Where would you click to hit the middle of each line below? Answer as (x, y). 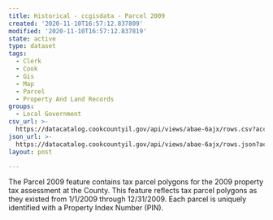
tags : (17, 54)
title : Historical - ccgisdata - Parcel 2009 (87, 16)
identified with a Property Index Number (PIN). (86, 208)
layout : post (30, 152)
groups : (22, 106)
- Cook (27, 69)
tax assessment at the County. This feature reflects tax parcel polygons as (133, 191)
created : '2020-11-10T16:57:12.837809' (76, 24)
